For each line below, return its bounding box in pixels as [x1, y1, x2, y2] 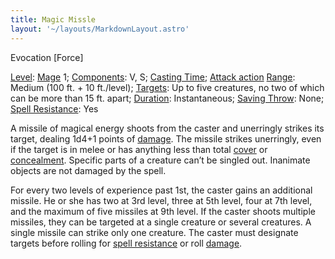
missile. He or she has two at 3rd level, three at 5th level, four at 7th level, [10, 194, 313, 206]
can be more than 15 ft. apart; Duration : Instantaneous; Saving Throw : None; [10, 92, 325, 104]
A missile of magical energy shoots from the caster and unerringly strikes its [10, 122, 325, 134]
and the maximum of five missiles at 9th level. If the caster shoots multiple [10, 205, 316, 217]
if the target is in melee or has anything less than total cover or [10, 143, 268, 155]
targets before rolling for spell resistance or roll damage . [10, 237, 243, 249]
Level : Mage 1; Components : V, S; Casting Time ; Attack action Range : [10, 71, 296, 83]
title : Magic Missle [10, 14, 97, 25]
